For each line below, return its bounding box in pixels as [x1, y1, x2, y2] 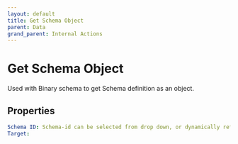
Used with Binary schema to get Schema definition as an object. [7, 84, 195, 93]
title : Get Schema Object [7, 17, 84, 24]
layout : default [7, 10, 55, 18]
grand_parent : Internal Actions [7, 30, 103, 38]
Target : [7, 130, 30, 137]
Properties [7, 104, 55, 117]
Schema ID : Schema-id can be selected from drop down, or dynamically [7, 123, 220, 131]
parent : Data [7, 23, 46, 31]
